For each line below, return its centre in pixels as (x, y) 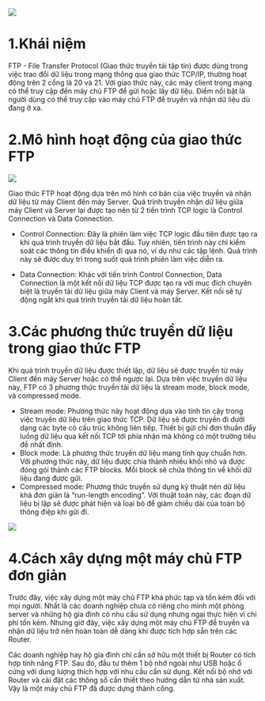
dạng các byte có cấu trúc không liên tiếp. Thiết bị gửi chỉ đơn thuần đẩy (138, 427)
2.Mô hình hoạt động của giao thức (125, 140)
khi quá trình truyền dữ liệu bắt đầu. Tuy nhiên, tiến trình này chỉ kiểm (132, 242)
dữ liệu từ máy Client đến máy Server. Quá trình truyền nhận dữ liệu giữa (126, 202)
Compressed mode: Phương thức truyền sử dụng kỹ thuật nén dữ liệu (132, 487)
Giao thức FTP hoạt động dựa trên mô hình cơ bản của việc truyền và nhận (130, 193)
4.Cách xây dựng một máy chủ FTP (125, 559)
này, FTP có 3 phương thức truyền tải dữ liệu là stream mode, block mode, (129, 387)
